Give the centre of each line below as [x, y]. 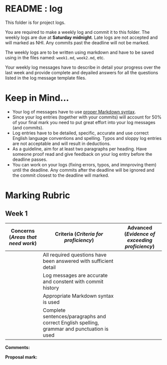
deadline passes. [30, 159]
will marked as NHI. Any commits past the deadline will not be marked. [77, 42]
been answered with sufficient [78, 261]
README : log [34, 9]
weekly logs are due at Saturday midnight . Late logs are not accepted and [82, 37]
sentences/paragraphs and [74, 316]
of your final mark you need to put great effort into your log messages [84, 122]
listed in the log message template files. [46, 78]
